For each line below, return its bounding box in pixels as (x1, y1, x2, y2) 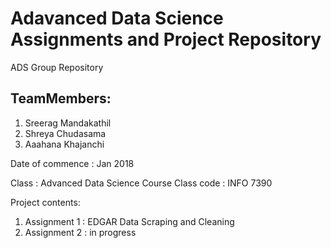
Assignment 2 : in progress (24, 226, 137, 238)
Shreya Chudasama (24, 127, 107, 139)
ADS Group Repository (10, 61, 104, 73)
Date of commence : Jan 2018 (10, 157, 135, 169)
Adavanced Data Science (10, 7, 224, 30)
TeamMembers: (10, 90, 112, 107)
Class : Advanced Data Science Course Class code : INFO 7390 (10, 177, 273, 189)
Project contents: (10, 196, 81, 208)
